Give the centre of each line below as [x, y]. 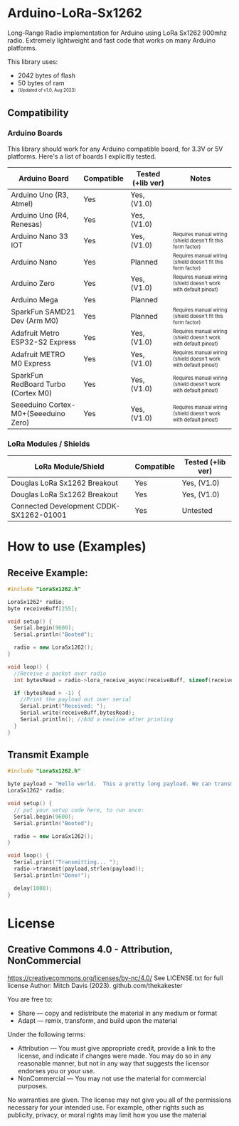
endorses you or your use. [56, 1071]
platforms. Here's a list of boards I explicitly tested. [82, 156]
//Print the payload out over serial [76, 700]
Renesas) [27, 224]
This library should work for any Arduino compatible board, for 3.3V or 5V [115, 149]
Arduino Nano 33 [40, 236]
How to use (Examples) [77, 547]
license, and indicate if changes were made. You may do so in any [115, 1056]
